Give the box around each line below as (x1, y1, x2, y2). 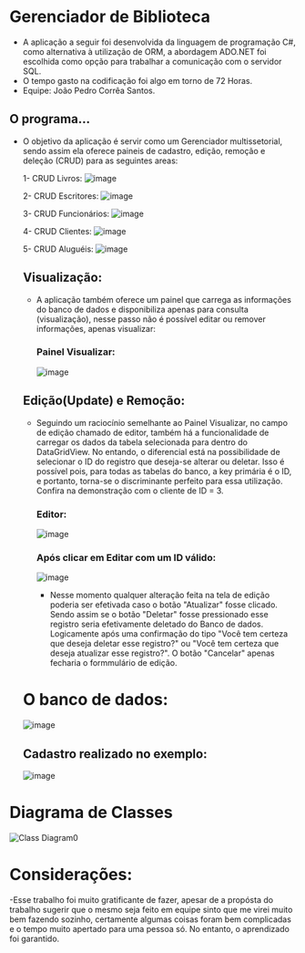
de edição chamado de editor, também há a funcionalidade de (36, 427, 269, 438)
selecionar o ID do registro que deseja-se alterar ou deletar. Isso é (36, 456, 285, 467)
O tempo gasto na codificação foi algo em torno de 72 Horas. (22, 75, 253, 86)
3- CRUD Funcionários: (22, 208, 110, 219)
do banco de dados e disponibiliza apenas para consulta (36, 304, 249, 315)
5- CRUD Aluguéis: (22, 243, 94, 254)
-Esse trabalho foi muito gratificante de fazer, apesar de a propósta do (9, 894, 274, 905)
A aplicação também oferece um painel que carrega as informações (36, 294, 291, 305)
